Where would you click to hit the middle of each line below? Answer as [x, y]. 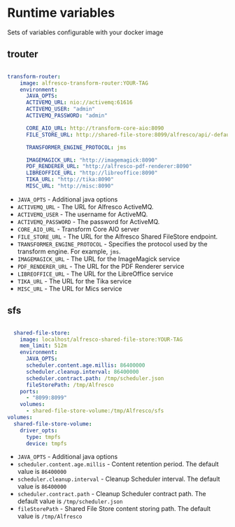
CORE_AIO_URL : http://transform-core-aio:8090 [95, 128]
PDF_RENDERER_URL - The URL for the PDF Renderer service [101, 266]
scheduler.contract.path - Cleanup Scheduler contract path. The [112, 494]
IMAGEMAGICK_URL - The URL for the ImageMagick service [99, 259]
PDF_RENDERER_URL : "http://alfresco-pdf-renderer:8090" [109, 167]
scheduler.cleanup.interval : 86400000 [82, 372]
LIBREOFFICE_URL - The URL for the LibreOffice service [95, 274]
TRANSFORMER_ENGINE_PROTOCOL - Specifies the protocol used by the [112, 244]
